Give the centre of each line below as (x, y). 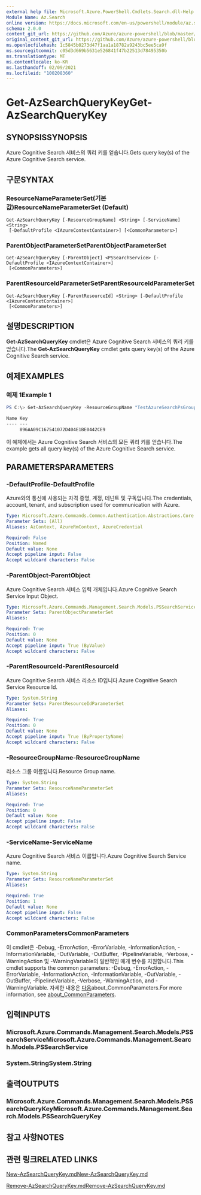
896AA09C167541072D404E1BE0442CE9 (63, 429)
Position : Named (26, 543)
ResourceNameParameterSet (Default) (71, 207)
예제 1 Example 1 (29, 395)
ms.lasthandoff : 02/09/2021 (41, 67)
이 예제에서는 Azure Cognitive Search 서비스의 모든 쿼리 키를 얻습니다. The (94, 441)
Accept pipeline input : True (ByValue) (56, 645)
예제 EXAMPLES (35, 376)
